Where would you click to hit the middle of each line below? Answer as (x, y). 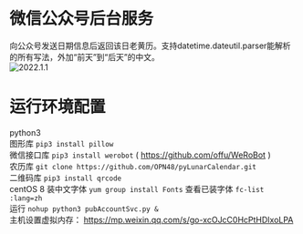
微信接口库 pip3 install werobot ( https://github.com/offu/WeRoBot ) (140, 155)
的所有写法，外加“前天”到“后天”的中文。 (84, 56)
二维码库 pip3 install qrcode (65, 178)
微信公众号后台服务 (82, 19)
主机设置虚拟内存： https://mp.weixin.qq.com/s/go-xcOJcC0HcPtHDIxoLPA (151, 219)
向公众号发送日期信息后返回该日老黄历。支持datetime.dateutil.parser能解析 (150, 46)
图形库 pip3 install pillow (62, 143)
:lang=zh (26, 198)
